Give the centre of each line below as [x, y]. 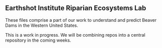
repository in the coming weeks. [38, 40]
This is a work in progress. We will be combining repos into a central [75, 35]
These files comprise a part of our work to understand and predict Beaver [81, 20]
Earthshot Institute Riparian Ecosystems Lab [76, 8]
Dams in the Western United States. [42, 25]
